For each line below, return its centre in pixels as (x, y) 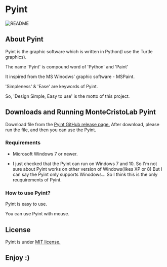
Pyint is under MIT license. (33, 242)
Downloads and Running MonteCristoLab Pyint (80, 112)
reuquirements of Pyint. (37, 180)
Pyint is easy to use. (26, 204)
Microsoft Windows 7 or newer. (45, 154)
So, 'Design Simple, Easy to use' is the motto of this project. (68, 96)
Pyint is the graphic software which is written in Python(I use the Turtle (79, 51)
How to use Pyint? (28, 193)
